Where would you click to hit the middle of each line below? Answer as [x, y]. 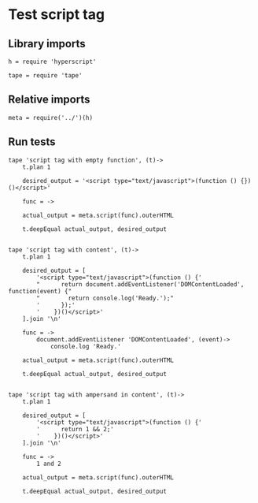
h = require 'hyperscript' [52, 61]
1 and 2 [49, 464]
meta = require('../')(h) [50, 117]
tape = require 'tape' [45, 76]
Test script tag [56, 15]
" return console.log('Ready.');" [105, 298]
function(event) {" [40, 291]
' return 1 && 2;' [75, 429]
